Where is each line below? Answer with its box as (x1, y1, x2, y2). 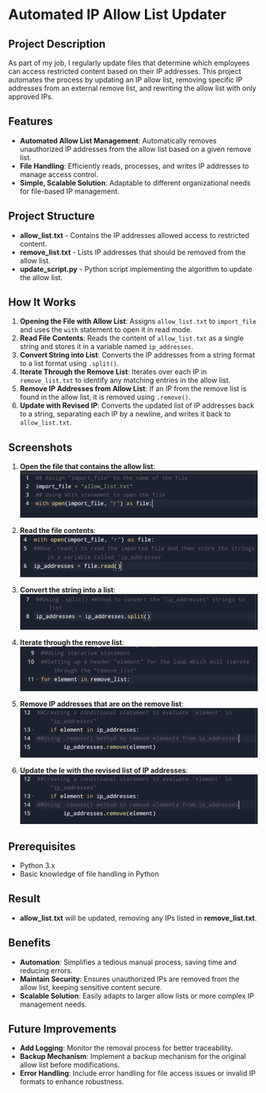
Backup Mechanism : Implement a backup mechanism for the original (19, 1052, 247, 1061)
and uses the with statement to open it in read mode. (19, 325, 192, 335)
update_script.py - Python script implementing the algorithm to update (19, 264, 253, 274)
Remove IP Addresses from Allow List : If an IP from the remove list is (19, 384, 247, 393)
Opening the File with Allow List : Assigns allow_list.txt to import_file (19, 316, 257, 326)
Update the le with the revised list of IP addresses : (19, 765, 188, 775)
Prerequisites (8, 839, 76, 853)
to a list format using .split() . (19, 359, 120, 368)
